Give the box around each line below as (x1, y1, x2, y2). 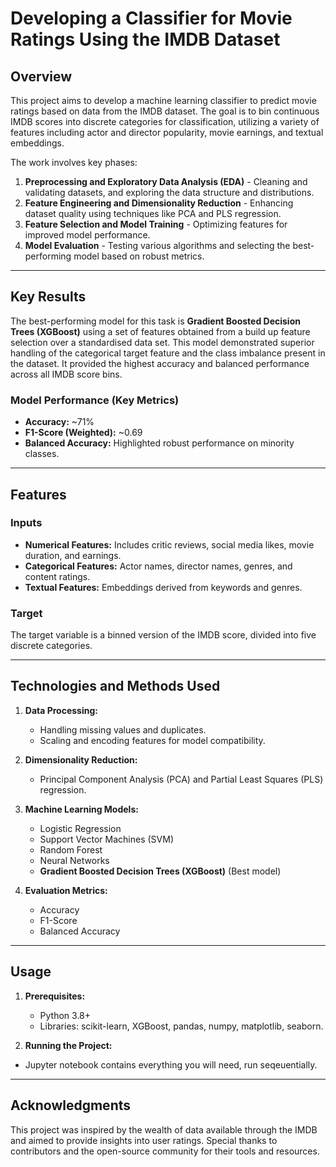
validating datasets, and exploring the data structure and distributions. (24, 187, 315, 198)
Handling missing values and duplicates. (39, 723, 207, 736)
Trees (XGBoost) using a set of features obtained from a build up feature (10, 325, 311, 337)
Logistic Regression (39, 822, 122, 834)
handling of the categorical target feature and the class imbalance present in (10, 347, 326, 359)
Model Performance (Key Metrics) (10, 393, 180, 407)
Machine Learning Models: (24, 803, 139, 815)
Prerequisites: (24, 990, 86, 1002)
